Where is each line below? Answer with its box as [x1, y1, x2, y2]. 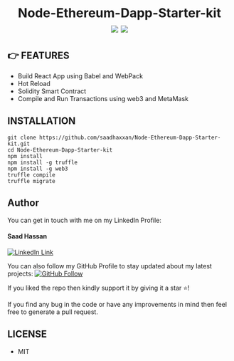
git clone [7, 134, 37, 141]
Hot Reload [17, 80, 51, 88]
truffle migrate [7, 177, 55, 184]
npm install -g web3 [7, 165, 69, 172]
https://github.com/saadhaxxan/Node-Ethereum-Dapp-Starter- [38, 134, 221, 141]
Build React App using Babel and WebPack [17, 72, 144, 80]
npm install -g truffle [7, 159, 78, 166]
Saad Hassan [7, 232, 48, 241]
